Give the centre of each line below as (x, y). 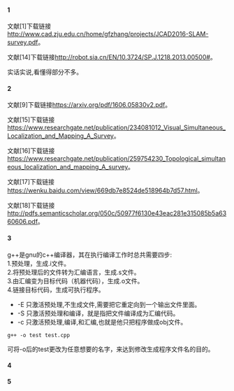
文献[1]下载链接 (29, 26)
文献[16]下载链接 (31, 151)
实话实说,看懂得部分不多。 (45, 72)
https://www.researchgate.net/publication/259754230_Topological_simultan (116, 159)
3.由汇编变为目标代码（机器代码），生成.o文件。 (75, 280)
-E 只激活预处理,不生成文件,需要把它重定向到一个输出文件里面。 (109, 304)
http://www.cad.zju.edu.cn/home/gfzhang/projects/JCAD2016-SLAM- (108, 34)
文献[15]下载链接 (31, 120)
